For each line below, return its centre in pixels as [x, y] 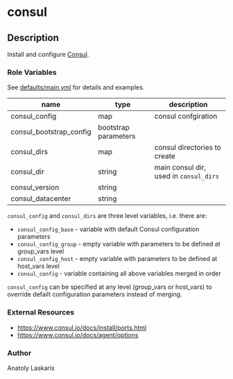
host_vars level [38, 266]
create [165, 156]
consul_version [35, 187]
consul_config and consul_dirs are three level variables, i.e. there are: [107, 216]
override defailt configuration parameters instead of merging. [95, 294]
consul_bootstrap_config [51, 132]
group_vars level [41, 251]
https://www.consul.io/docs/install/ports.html [82, 328]
